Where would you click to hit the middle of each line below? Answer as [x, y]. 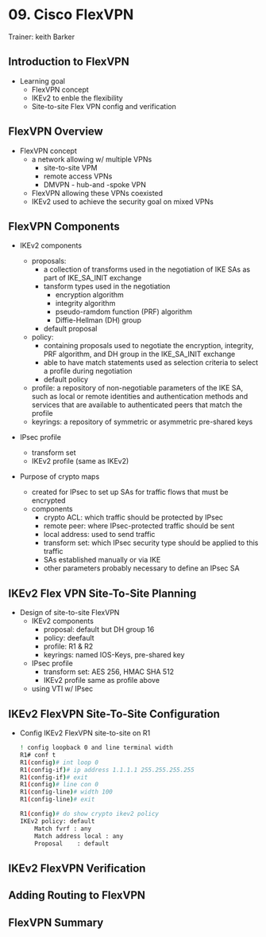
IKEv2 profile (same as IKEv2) [80, 461]
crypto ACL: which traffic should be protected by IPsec [133, 518]
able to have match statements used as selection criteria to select [151, 363]
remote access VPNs [78, 176]
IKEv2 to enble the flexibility [77, 98]
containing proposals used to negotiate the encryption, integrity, [148, 346]
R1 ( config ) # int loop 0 [59, 763]
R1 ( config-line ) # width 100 [66, 792]
